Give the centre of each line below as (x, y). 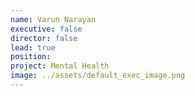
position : (31, 57)
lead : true (33, 47)
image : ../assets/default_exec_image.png (98, 76)
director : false (44, 38)
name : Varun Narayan (53, 19)
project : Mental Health (60, 66)
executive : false (46, 29)
